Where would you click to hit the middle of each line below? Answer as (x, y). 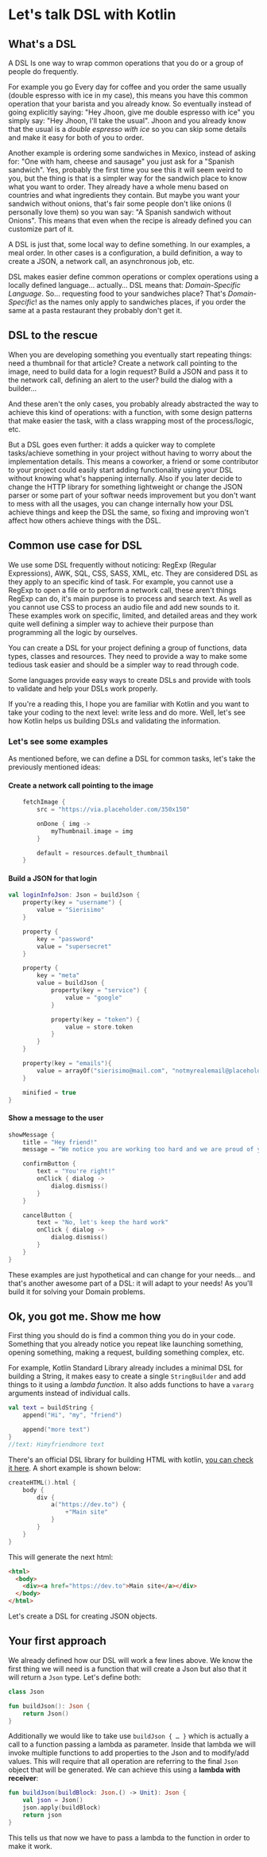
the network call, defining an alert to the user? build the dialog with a (120, 380)
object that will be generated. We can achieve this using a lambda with (124, 1770)
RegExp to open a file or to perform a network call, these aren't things (122, 590)
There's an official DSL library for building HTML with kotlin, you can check (131, 1460)
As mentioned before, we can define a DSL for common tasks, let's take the (132, 758)
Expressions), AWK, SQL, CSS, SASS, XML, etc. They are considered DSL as (133, 573)
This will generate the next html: (61, 1557)
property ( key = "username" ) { (73, 903)
